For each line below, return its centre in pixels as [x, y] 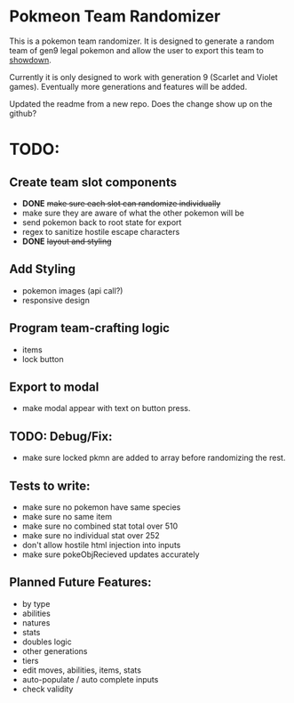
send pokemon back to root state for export [102, 222]
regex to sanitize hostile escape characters [101, 231]
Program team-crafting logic [90, 328]
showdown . [30, 60]
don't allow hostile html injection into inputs [101, 545]
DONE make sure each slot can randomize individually [121, 203]
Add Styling [42, 269]
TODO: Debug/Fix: [61, 436]
